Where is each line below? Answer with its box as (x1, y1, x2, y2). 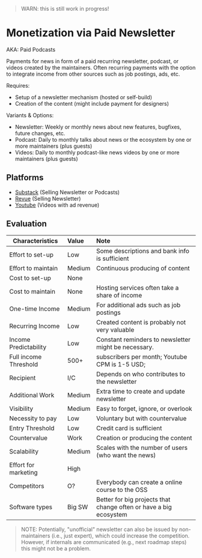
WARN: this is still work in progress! (20, 5, 109, 12)
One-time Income (9, 305, 60, 313)
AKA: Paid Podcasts (6, 46, 56, 53)
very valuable (96, 326, 135, 334)
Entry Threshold (9, 423, 55, 432)
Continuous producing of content (96, 264, 191, 272)
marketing (9, 468, 38, 476)
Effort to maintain (9, 264, 58, 272)
